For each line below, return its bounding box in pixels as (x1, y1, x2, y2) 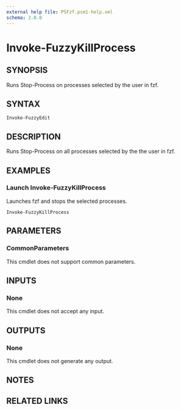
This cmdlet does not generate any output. (6, 357, 113, 364)
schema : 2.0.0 (6, 15, 43, 21)
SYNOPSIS (6, 65, 48, 76)
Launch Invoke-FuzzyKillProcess (6, 183, 107, 192)
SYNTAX (6, 99, 41, 109)
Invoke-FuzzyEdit (6, 115, 51, 121)
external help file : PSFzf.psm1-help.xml (6, 9, 113, 15)
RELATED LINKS (6, 395, 68, 406)
